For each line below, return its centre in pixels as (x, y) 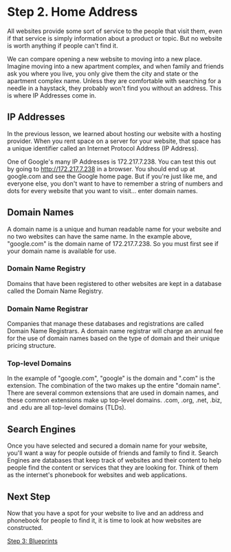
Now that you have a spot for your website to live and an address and (106, 514)
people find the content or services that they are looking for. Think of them (113, 467)
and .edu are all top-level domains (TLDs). (67, 408)
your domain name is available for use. (62, 251)
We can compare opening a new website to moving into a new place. (105, 58)
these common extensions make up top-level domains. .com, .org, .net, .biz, (114, 400)
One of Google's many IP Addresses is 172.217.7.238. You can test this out (112, 162)
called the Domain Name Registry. (55, 291)
